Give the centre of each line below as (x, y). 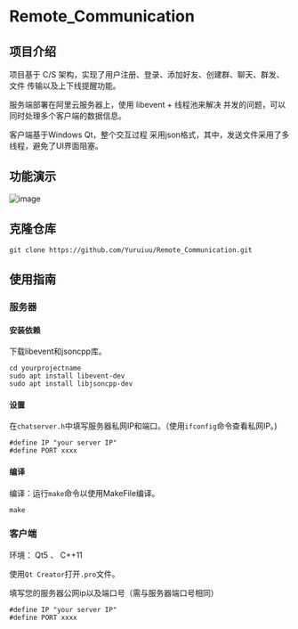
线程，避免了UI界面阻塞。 (56, 146)
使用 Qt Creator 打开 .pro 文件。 (64, 574)
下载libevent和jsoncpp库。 (58, 351)
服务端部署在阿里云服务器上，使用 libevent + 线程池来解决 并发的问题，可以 (148, 105)
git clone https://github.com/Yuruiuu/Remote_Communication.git (131, 250)
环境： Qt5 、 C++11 (46, 555)
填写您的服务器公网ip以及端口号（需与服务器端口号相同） (114, 592)
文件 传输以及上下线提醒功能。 (65, 86)
